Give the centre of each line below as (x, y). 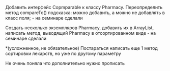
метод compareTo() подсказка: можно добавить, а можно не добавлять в (85, 13)
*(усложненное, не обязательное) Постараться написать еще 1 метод (81, 48)
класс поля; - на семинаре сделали (44, 18)
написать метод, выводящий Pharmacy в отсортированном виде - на (81, 33)
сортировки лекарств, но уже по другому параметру (63, 53)
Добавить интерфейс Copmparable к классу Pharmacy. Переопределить (84, 7)
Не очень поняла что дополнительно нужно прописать (65, 63)
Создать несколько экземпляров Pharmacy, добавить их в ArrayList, (80, 28)
